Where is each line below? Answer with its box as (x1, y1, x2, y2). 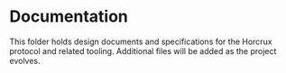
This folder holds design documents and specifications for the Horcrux (9, 36, 272, 47)
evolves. (9, 55, 41, 66)
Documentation (9, 6, 129, 27)
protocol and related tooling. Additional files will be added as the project (9, 45, 277, 56)
